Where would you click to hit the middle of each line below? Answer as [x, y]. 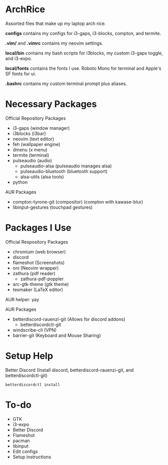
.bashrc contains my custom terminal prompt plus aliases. [66, 83]
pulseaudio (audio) [32, 160]
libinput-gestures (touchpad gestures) [53, 207]
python [20, 182]
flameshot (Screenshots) [38, 263]
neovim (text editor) [33, 139]
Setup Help [29, 356]
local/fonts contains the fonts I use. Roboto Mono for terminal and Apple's [83, 68]
